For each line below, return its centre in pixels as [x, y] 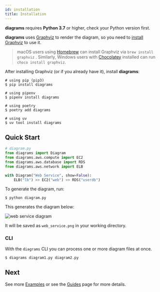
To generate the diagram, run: [35, 189]
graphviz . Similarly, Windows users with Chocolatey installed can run [86, 57]
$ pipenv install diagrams [32, 97]
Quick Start [22, 137]
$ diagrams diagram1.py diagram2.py [42, 258]
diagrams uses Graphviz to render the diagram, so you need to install [74, 37]
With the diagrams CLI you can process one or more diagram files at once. [79, 249]
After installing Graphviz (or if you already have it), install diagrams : [72, 71]
